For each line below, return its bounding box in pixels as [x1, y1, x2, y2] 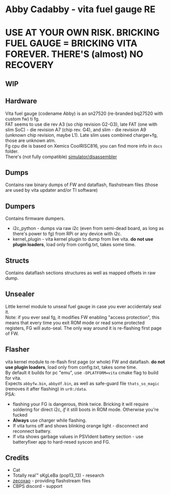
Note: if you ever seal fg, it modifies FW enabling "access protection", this [5, 314, 160, 320]
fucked [12, 412, 28, 418]
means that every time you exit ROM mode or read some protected [5, 319, 145, 326]
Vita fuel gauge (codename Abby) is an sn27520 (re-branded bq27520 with [5, 110, 163, 117]
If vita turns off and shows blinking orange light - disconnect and [12, 422, 148, 428]
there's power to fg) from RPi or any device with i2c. [12, 230, 122, 237]
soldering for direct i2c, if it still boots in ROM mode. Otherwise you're [12, 406, 159, 413]
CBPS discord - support [12, 483, 62, 489]
